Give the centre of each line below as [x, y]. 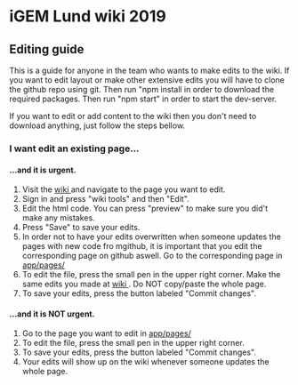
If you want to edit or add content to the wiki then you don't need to [133, 116]
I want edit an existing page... [74, 148]
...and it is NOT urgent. [52, 314]
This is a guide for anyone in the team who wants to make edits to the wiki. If [149, 70]
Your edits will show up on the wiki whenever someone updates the [145, 362]
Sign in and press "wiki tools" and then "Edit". [105, 199]
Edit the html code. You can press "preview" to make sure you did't [145, 209]
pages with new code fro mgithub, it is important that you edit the [142, 246]
